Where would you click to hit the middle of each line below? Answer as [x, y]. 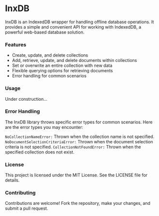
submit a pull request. [27, 208]
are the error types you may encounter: [44, 127]
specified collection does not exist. [40, 152]
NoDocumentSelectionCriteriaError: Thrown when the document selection [79, 141]
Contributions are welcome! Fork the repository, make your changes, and [78, 203]
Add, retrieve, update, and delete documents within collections [74, 61]
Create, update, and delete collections [50, 55]
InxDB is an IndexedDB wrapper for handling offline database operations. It [79, 22]
